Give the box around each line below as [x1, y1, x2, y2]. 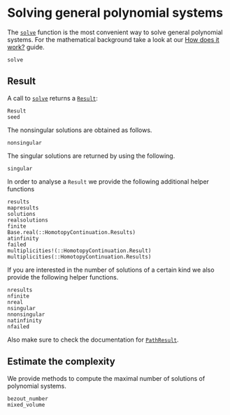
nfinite [7, 292, 30, 300]
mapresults [7, 204, 39, 211]
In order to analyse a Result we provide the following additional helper [7, 177, 210, 186]
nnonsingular [7, 311, 45, 318]
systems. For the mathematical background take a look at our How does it [7, 35, 220, 43]
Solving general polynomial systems [7, 5, 224, 21]
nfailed [7, 323, 30, 330]
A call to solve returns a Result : [7, 94, 98, 102]
